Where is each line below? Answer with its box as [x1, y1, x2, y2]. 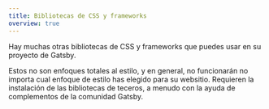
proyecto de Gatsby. [8, 50, 76, 60]
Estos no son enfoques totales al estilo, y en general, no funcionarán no [8, 65, 249, 75]
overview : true [8, 19, 60, 27]
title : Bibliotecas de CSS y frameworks [8, 11, 148, 20]
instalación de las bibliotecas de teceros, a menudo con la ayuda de [8, 82, 236, 93]
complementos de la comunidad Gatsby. [8, 91, 144, 101]
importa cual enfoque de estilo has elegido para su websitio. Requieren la [8, 74, 254, 84]
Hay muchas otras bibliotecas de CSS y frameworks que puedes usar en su [8, 41, 262, 51]
